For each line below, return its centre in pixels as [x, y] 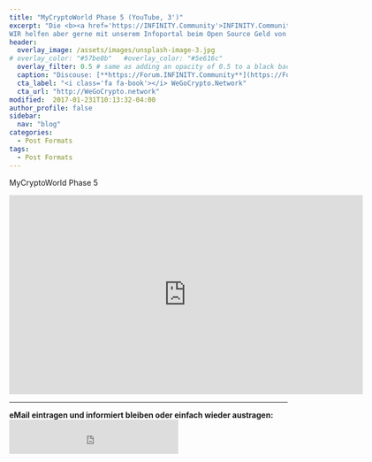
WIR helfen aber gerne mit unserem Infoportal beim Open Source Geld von [148, 34]
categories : [31, 133]
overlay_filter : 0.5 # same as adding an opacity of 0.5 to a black [146, 67]
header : [23, 42]
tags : [19, 149]
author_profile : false [51, 108]
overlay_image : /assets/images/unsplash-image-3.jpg [116, 50]
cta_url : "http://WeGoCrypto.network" [89, 91]
